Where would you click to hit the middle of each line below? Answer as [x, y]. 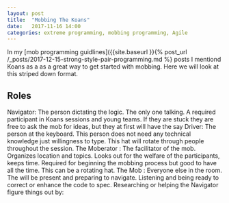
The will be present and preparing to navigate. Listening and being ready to [113, 178]
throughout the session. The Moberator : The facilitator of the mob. [102, 149]
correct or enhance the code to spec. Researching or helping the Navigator [113, 185]
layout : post [26, 13]
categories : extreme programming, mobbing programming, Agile [97, 33]
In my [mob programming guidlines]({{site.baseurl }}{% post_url [97, 52]
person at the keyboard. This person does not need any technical [99, 134]
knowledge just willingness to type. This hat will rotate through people [106, 141]
